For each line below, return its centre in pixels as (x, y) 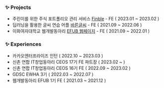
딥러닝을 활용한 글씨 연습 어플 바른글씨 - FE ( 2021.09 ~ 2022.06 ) (77, 25)
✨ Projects (18, 7)
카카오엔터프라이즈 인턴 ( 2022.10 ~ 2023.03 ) (57, 55)
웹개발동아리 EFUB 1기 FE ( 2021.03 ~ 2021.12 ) (59, 80)
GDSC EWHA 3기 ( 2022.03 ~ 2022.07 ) (53, 74)
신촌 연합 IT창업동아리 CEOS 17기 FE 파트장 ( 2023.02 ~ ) (69, 62)
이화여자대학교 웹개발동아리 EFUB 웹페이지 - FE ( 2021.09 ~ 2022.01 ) (81, 31)
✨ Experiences (23, 44)
